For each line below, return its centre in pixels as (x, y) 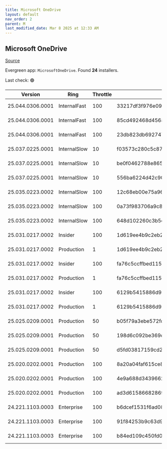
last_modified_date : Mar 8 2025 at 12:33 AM (52, 28)
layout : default (22, 14)
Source (12, 60)
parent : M (15, 24)
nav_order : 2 (19, 19)
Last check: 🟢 (20, 80)
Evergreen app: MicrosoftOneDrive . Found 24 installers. (62, 70)
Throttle (102, 94)
